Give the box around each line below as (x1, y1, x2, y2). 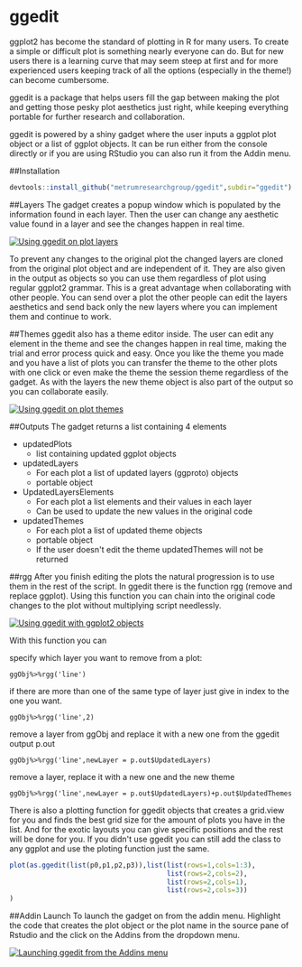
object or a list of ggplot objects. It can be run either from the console (9, 138, 268, 149)
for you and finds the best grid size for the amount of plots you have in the (9, 814, 286, 825)
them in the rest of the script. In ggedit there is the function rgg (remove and (9, 581, 293, 591)
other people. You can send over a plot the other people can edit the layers (9, 292, 288, 302)
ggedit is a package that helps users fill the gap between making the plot (9, 92, 279, 103)
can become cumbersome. (9, 74, 110, 85)
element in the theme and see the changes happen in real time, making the (9, 338, 287, 349)
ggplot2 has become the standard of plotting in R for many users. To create (9, 36, 289, 47)
